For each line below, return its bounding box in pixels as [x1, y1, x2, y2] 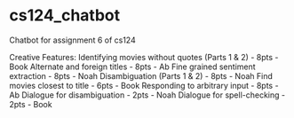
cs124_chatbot [9, 5, 121, 26]
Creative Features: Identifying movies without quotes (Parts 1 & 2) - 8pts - [9, 51, 279, 62]
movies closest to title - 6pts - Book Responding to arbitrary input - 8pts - [9, 80, 279, 90]
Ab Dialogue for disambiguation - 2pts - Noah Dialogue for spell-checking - [9, 90, 286, 100]
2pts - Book [9, 98, 52, 109]
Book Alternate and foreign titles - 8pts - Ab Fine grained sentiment [9, 61, 256, 72]
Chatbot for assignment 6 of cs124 [9, 35, 136, 45]
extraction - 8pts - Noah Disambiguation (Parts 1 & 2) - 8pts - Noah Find [9, 70, 273, 81]
